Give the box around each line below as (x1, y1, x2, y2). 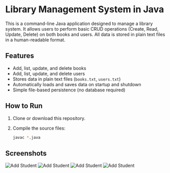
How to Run (5, 102, 43, 110)
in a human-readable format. (5, 37, 65, 43)
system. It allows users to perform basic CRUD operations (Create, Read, (5, 26, 159, 32)
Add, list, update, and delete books (12, 65, 87, 71)
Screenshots (5, 149, 47, 158)
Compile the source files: (12, 125, 65, 131)
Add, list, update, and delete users (12, 70, 85, 77)
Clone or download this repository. (12, 115, 86, 121)
